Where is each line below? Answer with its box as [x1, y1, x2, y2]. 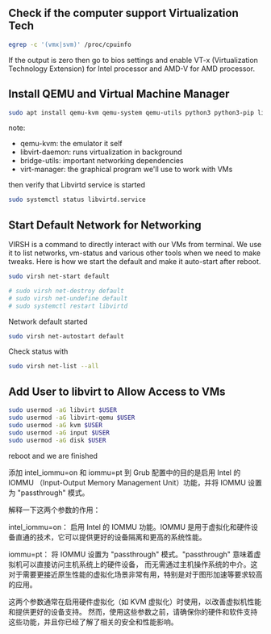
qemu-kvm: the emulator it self [19, 139, 123, 149]
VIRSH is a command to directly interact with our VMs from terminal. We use [8, 240, 262, 250]
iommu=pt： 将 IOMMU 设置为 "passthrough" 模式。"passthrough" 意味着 [8, 549, 254, 559]
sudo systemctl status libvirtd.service [8, 195, 147, 204]
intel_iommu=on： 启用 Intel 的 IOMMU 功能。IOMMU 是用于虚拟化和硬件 [8, 522, 252, 531]
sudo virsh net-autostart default [8, 332, 125, 340]
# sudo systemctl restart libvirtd [8, 302, 128, 310]
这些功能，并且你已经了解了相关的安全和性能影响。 [8, 617, 178, 627]
